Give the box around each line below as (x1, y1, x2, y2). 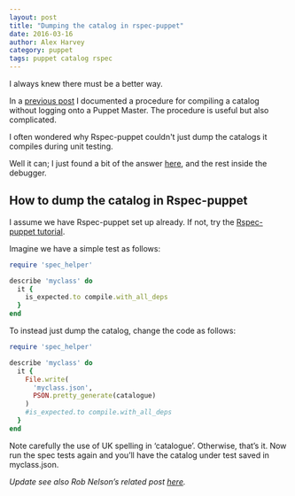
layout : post (9, 12, 58, 22)
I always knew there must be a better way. (9, 79, 164, 89)
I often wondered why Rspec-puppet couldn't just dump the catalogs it (9, 132, 268, 142)
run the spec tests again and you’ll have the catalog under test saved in (9, 449, 270, 461)
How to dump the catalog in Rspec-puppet (9, 193, 248, 208)
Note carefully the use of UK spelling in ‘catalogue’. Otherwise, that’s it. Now (9, 440, 287, 451)
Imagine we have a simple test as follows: (9, 243, 161, 253)
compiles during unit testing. (9, 141, 113, 151)
